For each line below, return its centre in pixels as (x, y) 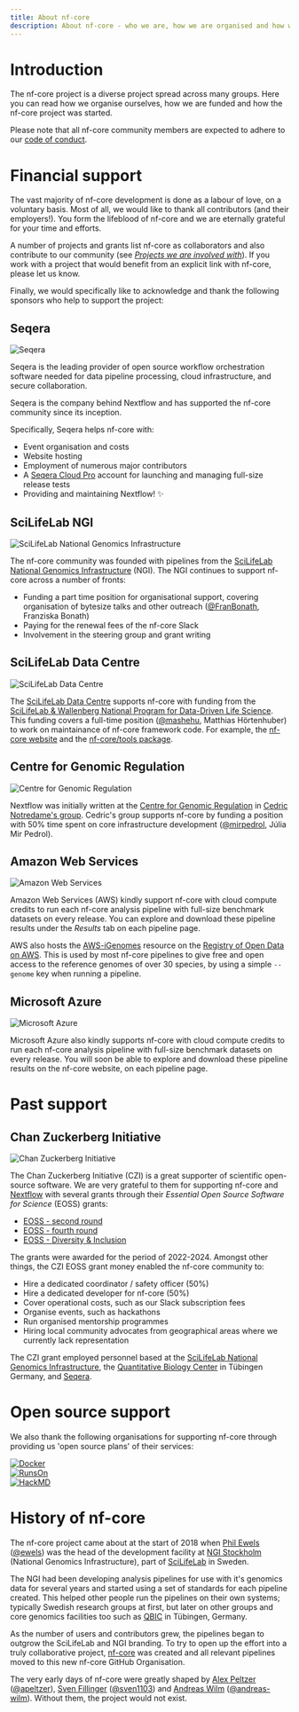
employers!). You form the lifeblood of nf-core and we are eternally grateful (148, 219)
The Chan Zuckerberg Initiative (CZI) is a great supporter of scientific (136, 1176)
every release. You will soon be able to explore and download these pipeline (149, 1059)
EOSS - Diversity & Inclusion (75, 1240)
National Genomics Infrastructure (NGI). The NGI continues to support (138, 570)
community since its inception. (66, 413)
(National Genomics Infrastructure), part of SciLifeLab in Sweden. (130, 1562)
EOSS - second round (63, 1221)
